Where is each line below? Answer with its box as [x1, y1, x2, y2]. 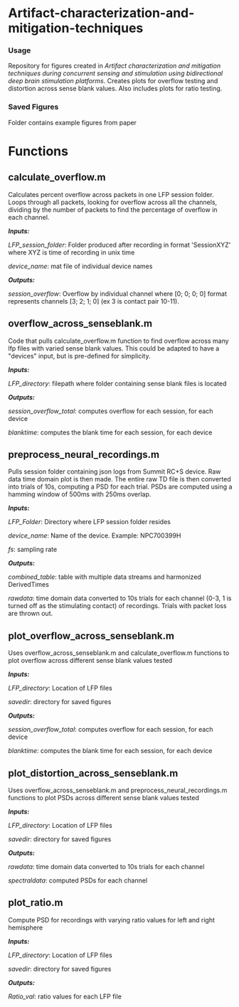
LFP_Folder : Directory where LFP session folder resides [8, 518, 171, 526]
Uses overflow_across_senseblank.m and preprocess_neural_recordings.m [8, 786, 228, 794]
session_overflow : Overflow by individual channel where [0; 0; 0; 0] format [8, 289, 227, 298]
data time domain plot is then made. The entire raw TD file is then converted [8, 475, 232, 484]
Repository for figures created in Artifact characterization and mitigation [8, 62, 221, 70]
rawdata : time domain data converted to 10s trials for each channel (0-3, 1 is [8, 594, 232, 602]
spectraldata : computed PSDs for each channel [8, 876, 148, 885]
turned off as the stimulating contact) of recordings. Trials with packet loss [8, 602, 227, 610]
